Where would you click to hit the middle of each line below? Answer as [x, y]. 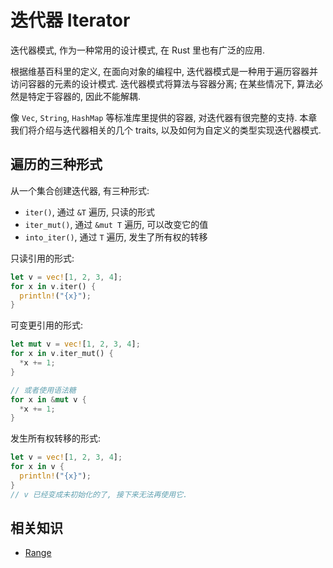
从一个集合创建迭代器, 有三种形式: [80, 190]
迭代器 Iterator [70, 20]
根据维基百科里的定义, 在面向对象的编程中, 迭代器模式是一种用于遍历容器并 [164, 71]
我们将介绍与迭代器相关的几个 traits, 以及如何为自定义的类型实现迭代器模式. [166, 130]
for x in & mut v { [48, 399]
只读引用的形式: [42, 258]
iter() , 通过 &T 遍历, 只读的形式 [89, 212]
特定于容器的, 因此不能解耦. [84, 96]
